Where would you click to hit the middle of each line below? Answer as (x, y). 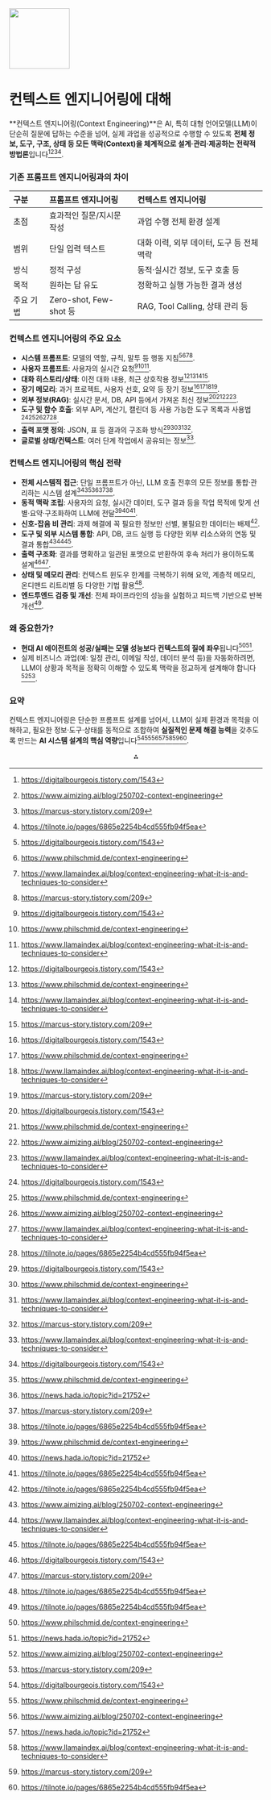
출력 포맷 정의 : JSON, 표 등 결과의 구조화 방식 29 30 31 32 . (107, 429)
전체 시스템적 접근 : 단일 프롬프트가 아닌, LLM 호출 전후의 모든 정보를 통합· (135, 482)
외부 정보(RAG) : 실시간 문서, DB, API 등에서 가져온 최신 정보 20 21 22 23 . (130, 398)
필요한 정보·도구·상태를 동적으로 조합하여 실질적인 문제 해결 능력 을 (135, 730)
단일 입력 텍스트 (77, 248)
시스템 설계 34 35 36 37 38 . (79, 492)
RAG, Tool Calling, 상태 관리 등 (193, 306)
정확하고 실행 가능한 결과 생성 (190, 285)
